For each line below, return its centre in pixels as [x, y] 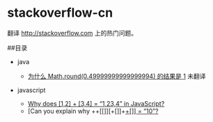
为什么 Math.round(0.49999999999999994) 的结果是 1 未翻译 [117, 76]
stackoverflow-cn [60, 13]
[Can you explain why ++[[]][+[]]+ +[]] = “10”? [93, 111]
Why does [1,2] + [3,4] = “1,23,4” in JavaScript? [96, 103]
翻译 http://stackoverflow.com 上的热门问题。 [72, 33]
